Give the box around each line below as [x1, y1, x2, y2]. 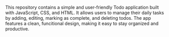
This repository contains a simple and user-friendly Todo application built [5, 5, 159, 10]
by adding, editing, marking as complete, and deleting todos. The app [5, 15, 151, 21]
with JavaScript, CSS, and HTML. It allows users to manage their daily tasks [5, 10, 164, 16]
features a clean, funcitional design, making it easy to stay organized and [5, 20, 159, 26]
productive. [5, 26, 30, 32]
